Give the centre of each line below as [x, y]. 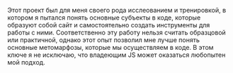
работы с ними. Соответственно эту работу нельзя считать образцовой [117, 32]
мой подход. [27, 62]
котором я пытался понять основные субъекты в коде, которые [104, 18]
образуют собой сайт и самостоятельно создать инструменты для [109, 25]
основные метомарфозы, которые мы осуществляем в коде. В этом [110, 47]
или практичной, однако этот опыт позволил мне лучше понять [104, 40]
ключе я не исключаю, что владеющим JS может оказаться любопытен [116, 55]
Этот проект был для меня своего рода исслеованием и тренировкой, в [117, 10]
